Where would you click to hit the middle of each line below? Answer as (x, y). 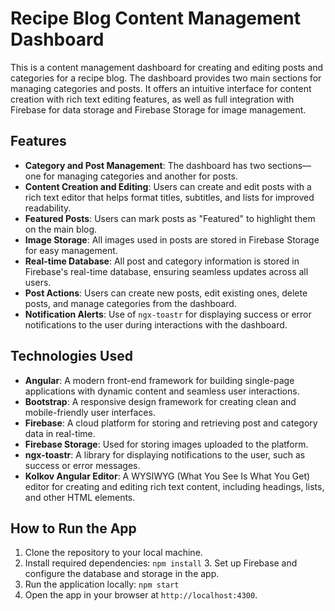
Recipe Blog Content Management (155, 18)
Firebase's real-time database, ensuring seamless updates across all (166, 271)
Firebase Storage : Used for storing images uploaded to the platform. (166, 444)
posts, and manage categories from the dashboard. (130, 303)
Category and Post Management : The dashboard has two (145, 165)
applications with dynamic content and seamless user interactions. (162, 391)
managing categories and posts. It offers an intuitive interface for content (161, 88)
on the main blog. (61, 229)
